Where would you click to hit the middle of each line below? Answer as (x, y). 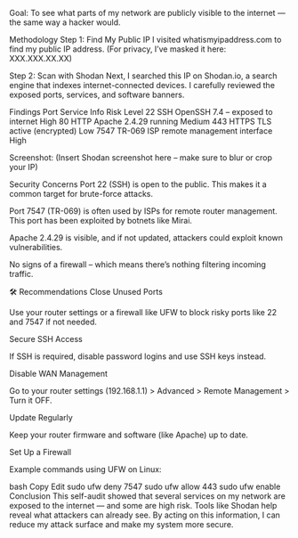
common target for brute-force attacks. (81, 194)
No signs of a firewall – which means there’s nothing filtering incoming (138, 265)
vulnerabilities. (36, 247)
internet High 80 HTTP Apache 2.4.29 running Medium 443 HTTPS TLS (141, 121)
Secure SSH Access (46, 339)
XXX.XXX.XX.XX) (41, 58)
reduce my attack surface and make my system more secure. (121, 524)
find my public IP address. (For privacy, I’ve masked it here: (118, 49)
